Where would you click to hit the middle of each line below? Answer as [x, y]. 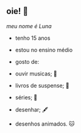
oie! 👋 [17, 11]
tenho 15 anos [33, 38]
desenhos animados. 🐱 [45, 124]
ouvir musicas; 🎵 [36, 74]
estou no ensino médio [44, 50]
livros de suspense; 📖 [42, 85]
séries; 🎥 [26, 97]
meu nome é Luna [29, 26]
